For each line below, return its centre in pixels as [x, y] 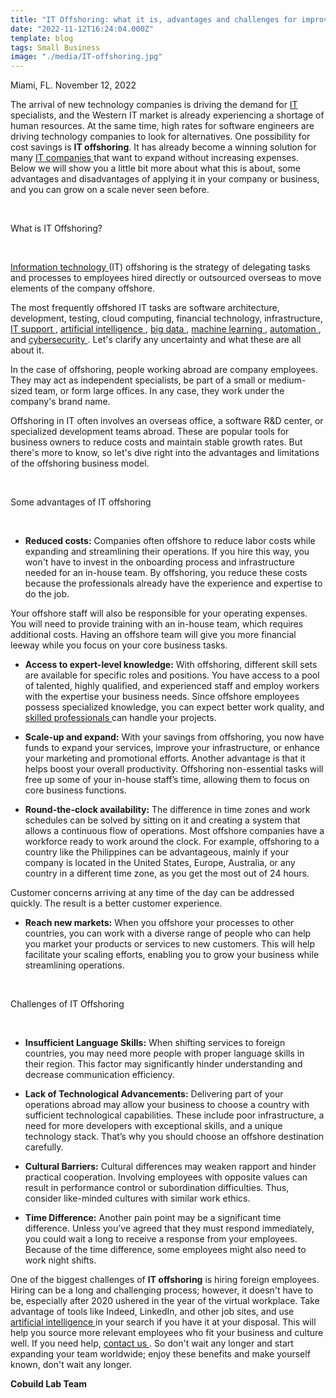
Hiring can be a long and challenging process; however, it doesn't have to [162, 1290]
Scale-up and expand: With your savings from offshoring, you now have [174, 737]
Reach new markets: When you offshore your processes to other [159, 923]
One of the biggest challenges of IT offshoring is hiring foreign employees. [165, 1280]
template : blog [42, 38]
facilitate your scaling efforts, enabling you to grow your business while [172, 955]
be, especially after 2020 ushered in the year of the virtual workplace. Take [165, 1301]
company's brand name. [60, 402]
